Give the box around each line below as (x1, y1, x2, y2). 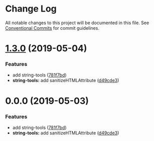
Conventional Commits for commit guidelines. (5, 25, 99, 31)
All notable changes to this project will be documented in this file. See (5, 20, 149, 26)
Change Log (5, 3, 57, 15)
